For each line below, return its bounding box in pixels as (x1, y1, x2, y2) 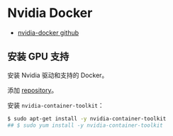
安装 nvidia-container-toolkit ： (7, 101, 104, 109)
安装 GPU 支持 (7, 51, 69, 63)
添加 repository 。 (7, 86, 58, 94)
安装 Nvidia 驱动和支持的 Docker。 (7, 71, 108, 79)
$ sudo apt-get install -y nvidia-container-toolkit (7, 115, 167, 122)
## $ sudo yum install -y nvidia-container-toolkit (7, 122, 163, 129)
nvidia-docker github (17, 28, 79, 37)
